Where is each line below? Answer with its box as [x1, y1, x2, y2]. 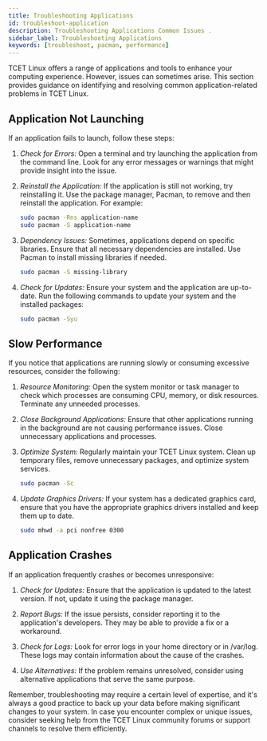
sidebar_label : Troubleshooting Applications [8, 34, 162, 42]
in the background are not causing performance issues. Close [19, 423, 223, 432]
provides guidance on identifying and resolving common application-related [8, 81, 257, 90]
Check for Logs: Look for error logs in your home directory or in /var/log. [19, 641, 258, 651]
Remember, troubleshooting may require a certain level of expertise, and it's [8, 689, 257, 699]
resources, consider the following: [8, 367, 120, 376]
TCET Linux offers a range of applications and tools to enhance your [8, 63, 233, 73]
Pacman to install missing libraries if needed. [19, 253, 167, 262]
